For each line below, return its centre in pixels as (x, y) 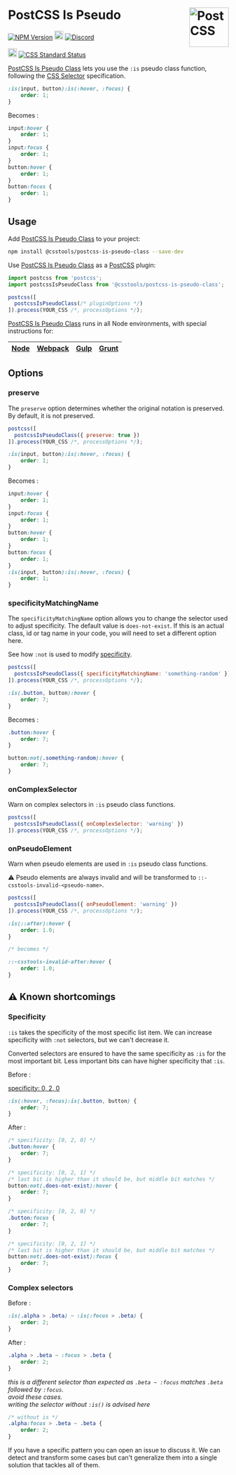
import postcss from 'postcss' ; (55, 278)
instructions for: (31, 331)
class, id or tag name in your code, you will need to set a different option (112, 633)
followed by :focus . (36, 1389)
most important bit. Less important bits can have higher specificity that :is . (117, 1060)
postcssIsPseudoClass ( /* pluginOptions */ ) (78, 304)
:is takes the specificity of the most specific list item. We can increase (110, 1032)
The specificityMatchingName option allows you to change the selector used (118, 618)
